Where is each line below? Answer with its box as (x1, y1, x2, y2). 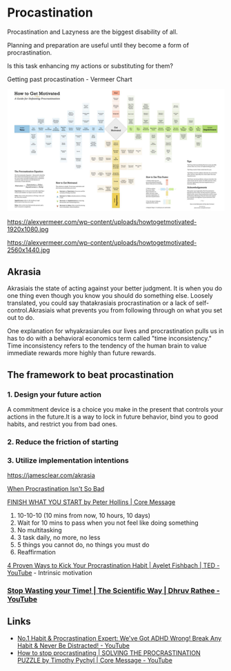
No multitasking (17, 526, 62, 534)
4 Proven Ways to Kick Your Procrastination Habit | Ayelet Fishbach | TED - (7, 561, 220, 570)
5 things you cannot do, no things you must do (17, 541, 150, 549)
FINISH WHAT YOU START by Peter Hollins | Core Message (7, 498, 176, 506)
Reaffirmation (17, 548, 57, 557)
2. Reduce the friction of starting (7, 437, 119, 446)
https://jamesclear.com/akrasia (7, 471, 95, 480)
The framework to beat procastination (7, 369, 174, 381)
